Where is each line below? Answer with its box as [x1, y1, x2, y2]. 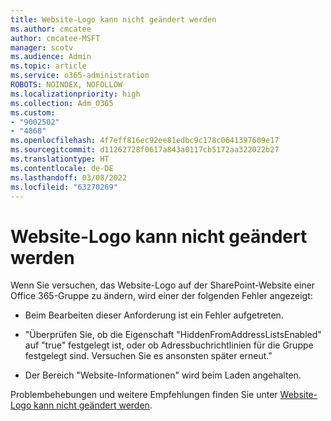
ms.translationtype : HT [10, 154, 110, 164]
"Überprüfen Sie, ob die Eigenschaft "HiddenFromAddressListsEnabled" [24, 329, 322, 341]
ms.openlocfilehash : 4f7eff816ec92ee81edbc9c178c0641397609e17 [10, 136, 280, 146]
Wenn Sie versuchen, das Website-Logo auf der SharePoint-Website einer [10, 279, 316, 291]
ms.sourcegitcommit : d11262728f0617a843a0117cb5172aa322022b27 [10, 145, 280, 155]
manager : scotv [10, 42, 74, 53]
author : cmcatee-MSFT [10, 33, 101, 43]
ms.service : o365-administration [10, 71, 150, 81]
